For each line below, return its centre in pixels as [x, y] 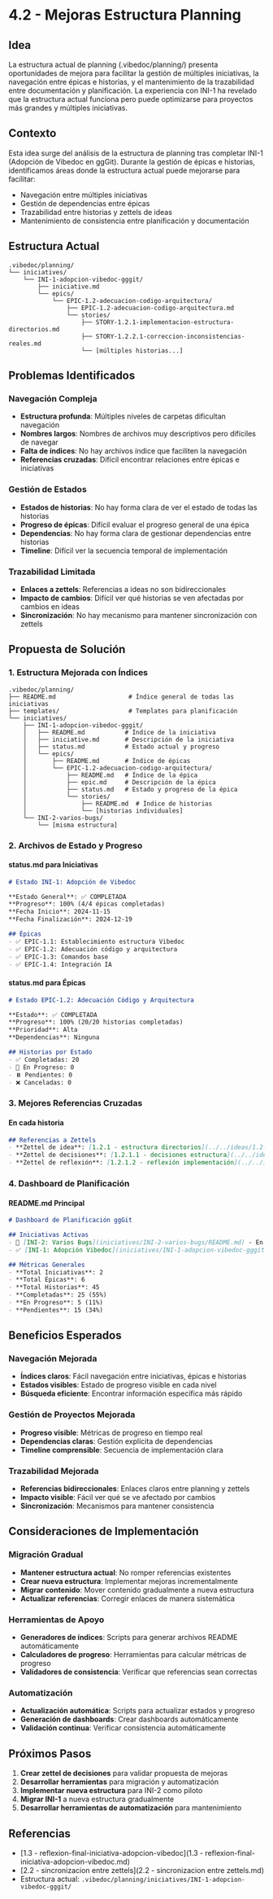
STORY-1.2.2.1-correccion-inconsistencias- [170, 336]
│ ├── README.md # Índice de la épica [110, 775]
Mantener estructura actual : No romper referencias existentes [126, 1572]
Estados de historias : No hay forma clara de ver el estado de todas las [139, 507]
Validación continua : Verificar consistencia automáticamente [123, 1728]
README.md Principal [47, 1203]
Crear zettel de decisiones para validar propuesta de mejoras [124, 1774]
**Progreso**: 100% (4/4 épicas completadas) [87, 904]
